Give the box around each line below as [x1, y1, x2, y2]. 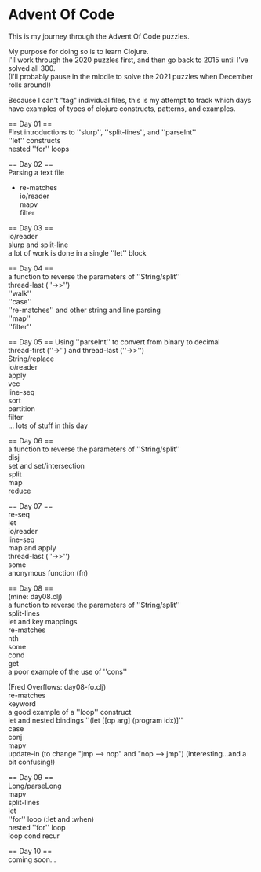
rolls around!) [8, 80, 52, 90]
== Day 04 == [8, 263, 54, 273]
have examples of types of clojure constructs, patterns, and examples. [8, 104, 236, 113]
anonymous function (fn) [8, 568, 89, 577]
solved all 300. [8, 63, 56, 72]
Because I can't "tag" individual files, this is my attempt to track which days [8, 95, 252, 105]
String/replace [8, 354, 55, 363]
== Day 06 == [8, 436, 54, 445]
